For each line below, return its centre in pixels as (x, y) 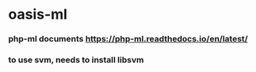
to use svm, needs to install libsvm (76, 60)
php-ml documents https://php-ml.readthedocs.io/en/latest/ (128, 39)
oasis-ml (38, 14)
